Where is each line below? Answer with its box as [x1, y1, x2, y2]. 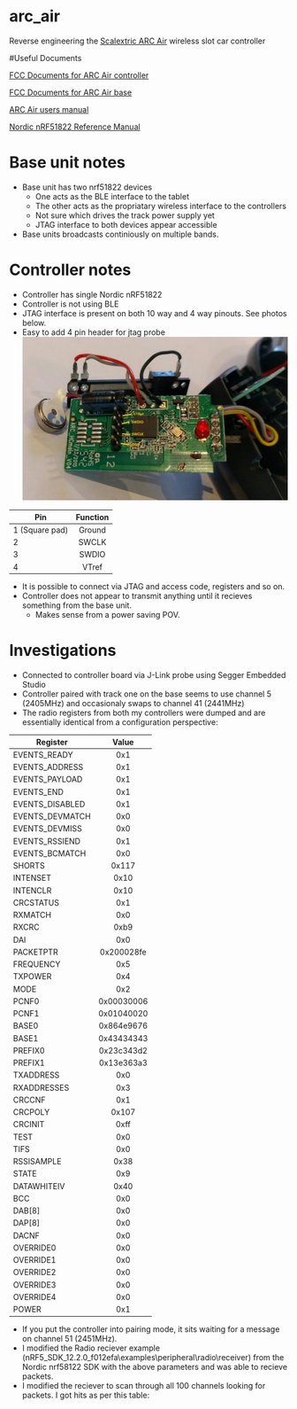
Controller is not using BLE [21, 299, 119, 309]
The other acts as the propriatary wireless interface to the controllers [34, 200, 287, 211]
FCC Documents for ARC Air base [9, 87, 133, 97]
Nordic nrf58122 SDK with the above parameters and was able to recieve [21, 1361, 288, 1372]
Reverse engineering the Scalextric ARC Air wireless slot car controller [9, 35, 266, 46]
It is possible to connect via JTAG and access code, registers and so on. [21, 581, 286, 592]
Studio [21, 680, 46, 690]
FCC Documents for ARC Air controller [9, 69, 149, 81]
